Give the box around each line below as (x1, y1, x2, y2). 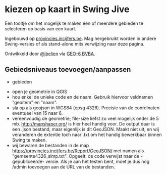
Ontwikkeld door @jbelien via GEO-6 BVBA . (5, 51, 95, 57)
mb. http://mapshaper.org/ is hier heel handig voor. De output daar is (12, 120, 155, 127)
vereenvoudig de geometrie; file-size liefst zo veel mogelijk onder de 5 (12, 115, 159, 121)
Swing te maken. (12, 137, 47, 143)
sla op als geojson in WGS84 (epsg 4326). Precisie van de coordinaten (12, 105, 160, 111)
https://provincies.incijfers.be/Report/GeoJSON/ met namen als (12, 148, 144, 154)
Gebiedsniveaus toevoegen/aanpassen (5, 65, 131, 74)
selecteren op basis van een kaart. (5, 25, 77, 31)
